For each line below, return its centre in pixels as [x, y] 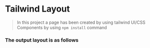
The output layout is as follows [42, 40]
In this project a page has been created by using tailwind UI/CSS [81, 22]
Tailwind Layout [37, 9]
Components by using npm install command [62, 27]
